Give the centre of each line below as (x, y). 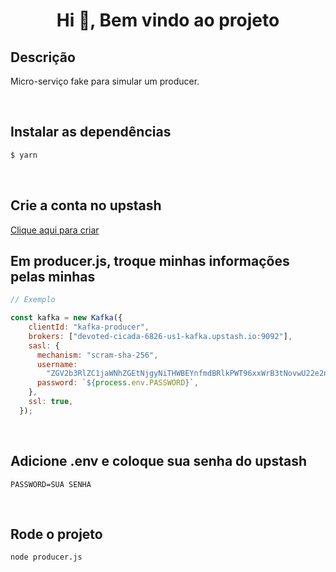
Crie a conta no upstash (86, 205)
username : (57, 364)
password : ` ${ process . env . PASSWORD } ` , (117, 383)
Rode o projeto (56, 534)
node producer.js (46, 557)
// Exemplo (33, 300)
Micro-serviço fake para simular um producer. (105, 81)
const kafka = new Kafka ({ (66, 318)
